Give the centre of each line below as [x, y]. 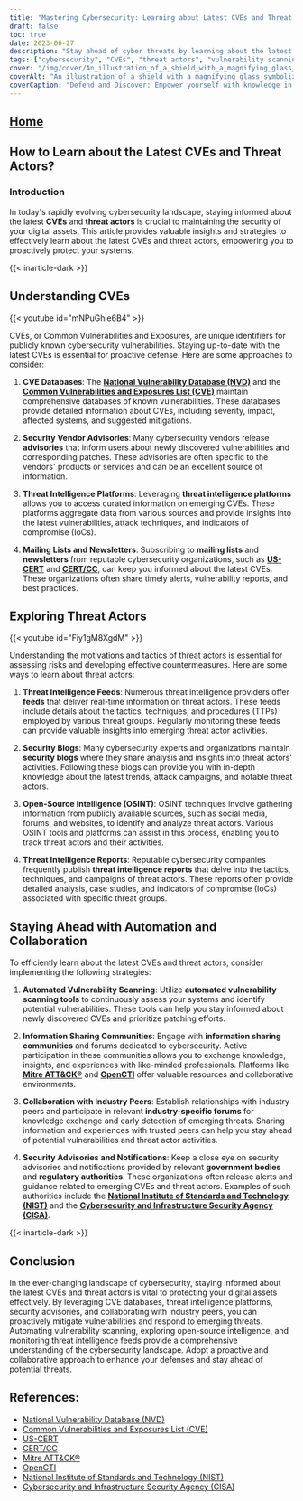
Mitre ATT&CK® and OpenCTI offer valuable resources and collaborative [158, 1074]
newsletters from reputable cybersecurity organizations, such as [143, 559]
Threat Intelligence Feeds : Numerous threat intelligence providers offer [156, 692]
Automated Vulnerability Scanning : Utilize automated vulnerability [149, 990]
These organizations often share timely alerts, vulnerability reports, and [155, 578]
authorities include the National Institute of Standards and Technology [156, 1196]
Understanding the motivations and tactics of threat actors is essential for [146, 655]
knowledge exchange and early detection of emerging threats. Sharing [154, 1121]
